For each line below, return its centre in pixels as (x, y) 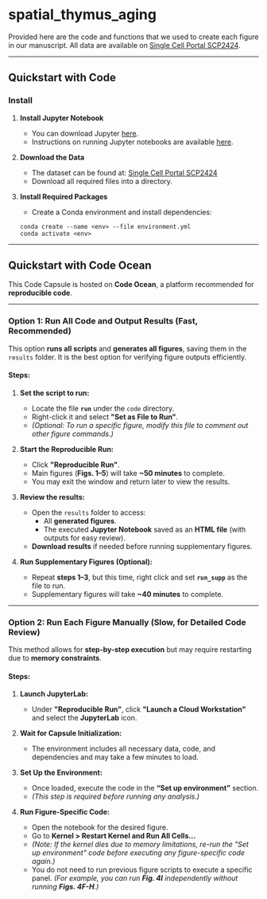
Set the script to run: (54, 393)
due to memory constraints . (55, 658)
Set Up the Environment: (61, 773)
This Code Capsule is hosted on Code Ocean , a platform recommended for (131, 285)
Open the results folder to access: (89, 512)
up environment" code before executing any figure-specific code (138, 853)
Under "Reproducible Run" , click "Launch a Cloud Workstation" (139, 709)
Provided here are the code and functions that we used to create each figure (133, 37)
